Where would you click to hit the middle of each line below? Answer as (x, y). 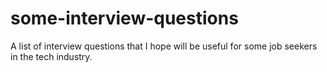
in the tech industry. (51, 56)
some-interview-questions (124, 18)
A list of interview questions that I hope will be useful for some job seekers (164, 46)
